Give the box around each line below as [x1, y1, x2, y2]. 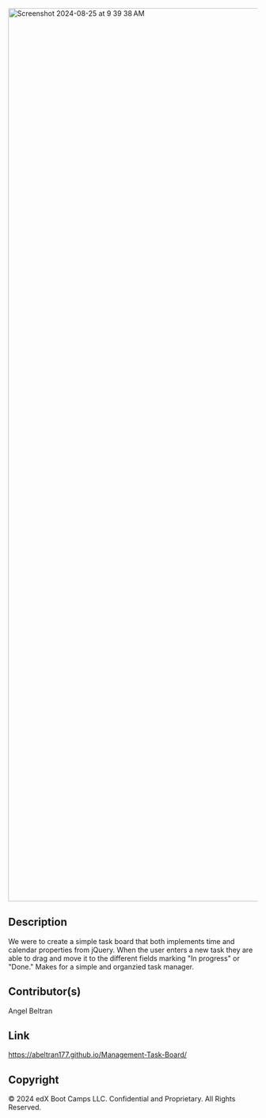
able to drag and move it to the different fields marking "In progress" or [8, 953, 240, 963]
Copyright [8, 1073, 59, 1086]
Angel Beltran [8, 1006, 53, 1016]
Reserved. [8, 1103, 42, 1112]
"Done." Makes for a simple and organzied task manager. [8, 962, 194, 971]
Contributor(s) [8, 985, 82, 999]
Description [8, 916, 67, 929]
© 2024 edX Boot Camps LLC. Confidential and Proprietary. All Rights [8, 1094, 236, 1104]
